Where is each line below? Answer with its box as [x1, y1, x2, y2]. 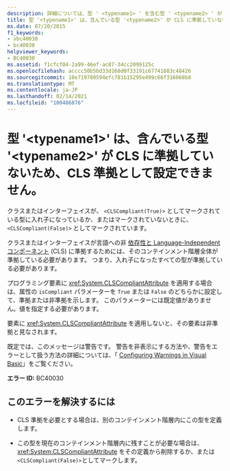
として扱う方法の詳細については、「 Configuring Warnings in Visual [18, 351, 207, 359]
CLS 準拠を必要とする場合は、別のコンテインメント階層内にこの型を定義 [16, 415, 222, 424]
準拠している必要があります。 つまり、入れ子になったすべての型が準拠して [7, 255, 217, 264]
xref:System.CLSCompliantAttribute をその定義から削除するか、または [16, 447, 215, 455]
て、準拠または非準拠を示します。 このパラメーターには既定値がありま [7, 296, 205, 304]
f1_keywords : [7, 29, 44, 36]
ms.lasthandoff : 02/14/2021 [7, 93, 88, 100]
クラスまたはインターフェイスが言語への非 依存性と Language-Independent [7, 238, 220, 246]
